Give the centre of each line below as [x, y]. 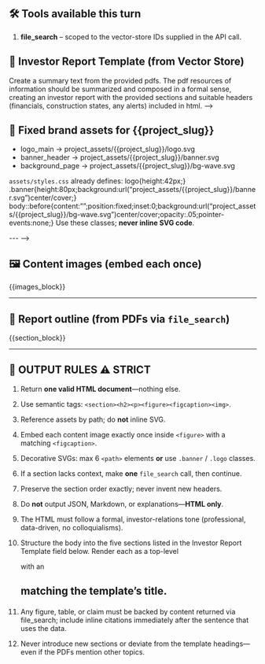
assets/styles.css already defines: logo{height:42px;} [98, 181]
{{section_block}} [37, 338]
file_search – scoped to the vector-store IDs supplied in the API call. [131, 37]
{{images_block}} [37, 287]
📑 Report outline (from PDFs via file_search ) [120, 319]
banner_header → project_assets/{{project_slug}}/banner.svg [120, 157]
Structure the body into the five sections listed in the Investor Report [131, 543]
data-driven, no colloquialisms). [72, 527]
